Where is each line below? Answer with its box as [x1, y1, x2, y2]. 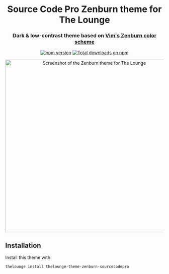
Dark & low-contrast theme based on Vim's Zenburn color [12, 32, 157, 39]
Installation [5, 241, 41, 249]
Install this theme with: [5, 254, 52, 260]
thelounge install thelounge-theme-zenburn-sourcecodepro [5, 264, 129, 269]
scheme [74, 39, 95, 46]
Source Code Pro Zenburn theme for [7, 4, 162, 15]
